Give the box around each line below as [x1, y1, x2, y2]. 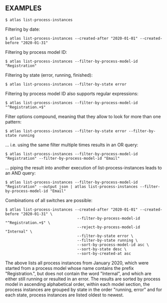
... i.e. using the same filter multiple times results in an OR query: [5, 142, 138, 148]
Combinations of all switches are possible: [5, 197, 93, 203]
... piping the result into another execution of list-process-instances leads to [5, 164, 162, 170]
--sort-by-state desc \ [77, 246, 127, 252]
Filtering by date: [5, 26, 40, 32]
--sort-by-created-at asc [77, 251, 131, 256]
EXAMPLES [5, 4, 42, 13]
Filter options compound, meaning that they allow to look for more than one [5, 113, 161, 120]
